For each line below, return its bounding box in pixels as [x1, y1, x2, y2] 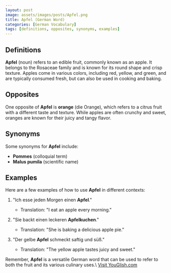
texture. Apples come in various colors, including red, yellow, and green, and [5, 70, 166, 76]
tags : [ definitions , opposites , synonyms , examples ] [5, 27, 120, 32]
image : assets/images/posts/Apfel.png [5, 12, 88, 17]
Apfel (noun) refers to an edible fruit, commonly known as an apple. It [5, 59, 152, 65]
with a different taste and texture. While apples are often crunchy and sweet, [5, 109, 166, 115]
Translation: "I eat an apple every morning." [20, 207, 112, 213]
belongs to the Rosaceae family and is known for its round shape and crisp [5, 65, 162, 71]
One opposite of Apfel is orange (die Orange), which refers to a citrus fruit [5, 103, 162, 110]
